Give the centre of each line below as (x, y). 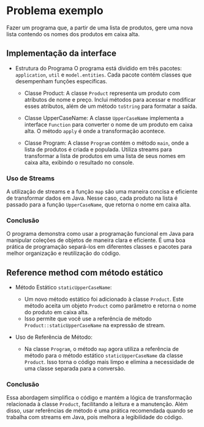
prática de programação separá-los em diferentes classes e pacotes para (99, 247)
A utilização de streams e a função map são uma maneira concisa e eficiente (102, 192)
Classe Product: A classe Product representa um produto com (102, 93)
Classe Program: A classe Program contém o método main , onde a (106, 143)
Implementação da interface (61, 54)
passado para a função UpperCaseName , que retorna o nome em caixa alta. (99, 205)
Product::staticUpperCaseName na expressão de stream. (95, 325)
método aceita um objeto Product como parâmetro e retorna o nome (110, 306)
